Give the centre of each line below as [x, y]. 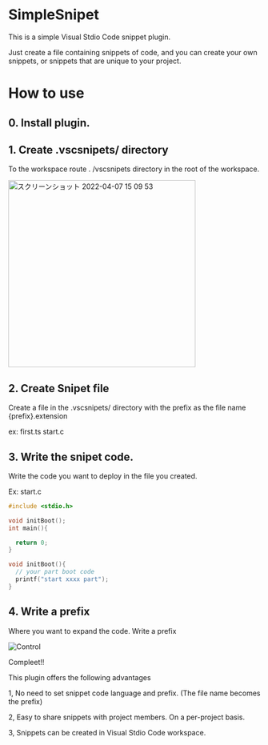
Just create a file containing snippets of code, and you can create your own [133, 52]
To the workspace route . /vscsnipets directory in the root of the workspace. [134, 169]
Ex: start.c [25, 491]
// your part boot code [55, 572]
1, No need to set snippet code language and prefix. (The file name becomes [134, 693]
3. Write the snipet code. [71, 457]
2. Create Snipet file [59, 389]
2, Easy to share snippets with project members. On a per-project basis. [127, 717]
